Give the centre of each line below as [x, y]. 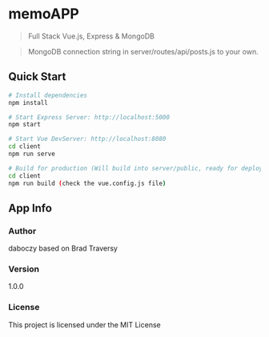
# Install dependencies [48, 95]
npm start [25, 125]
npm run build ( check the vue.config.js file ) [87, 183]
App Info [30, 208]
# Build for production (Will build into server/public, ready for [123, 168]
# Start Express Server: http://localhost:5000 [89, 117]
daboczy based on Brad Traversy [63, 248]
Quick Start [37, 77]
